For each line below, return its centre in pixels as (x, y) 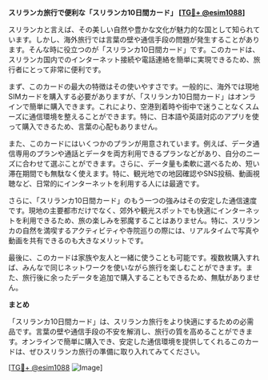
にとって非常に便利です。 (64, 70)
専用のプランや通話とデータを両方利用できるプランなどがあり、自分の (130, 154)
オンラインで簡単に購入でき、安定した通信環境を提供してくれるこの (133, 342)
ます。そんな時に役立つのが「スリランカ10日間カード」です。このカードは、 (134, 50)
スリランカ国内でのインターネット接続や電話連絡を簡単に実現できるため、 (131, 60)
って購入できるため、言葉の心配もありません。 (85, 126)
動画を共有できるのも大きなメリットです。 (78, 240)
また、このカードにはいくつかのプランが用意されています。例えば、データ (131, 144)
